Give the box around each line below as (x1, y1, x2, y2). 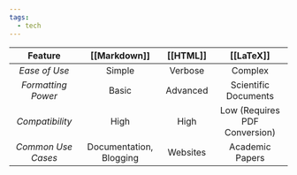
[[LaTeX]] (229, 49, 271, 62)
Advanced (165, 84, 209, 96)
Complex (231, 64, 270, 76)
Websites (167, 146, 207, 158)
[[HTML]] (166, 49, 208, 62)
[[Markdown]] (89, 49, 150, 62)
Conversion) (224, 126, 276, 138)
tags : (9, 12, 29, 22)
